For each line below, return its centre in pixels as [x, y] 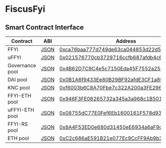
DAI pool [18, 80]
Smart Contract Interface [44, 27]
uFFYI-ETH [21, 110]
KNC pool [19, 88]
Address [126, 41]
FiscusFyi [25, 9]
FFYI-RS [18, 124]
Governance [22, 65]
